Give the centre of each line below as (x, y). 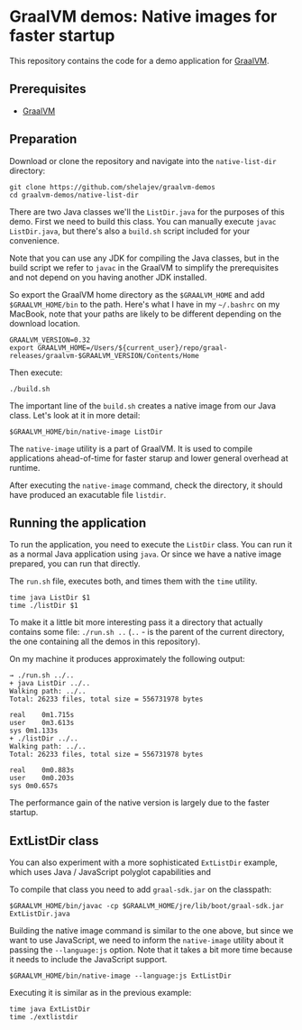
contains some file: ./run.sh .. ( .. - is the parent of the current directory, (147, 632)
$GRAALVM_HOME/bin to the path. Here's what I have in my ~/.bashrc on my (145, 304)
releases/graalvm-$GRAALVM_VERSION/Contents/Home (105, 355)
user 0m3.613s (42, 723)
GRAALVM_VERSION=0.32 (50, 340)
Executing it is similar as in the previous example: (101, 993)
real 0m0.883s (42, 770)
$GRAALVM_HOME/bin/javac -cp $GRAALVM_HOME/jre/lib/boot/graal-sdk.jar (146, 906)
